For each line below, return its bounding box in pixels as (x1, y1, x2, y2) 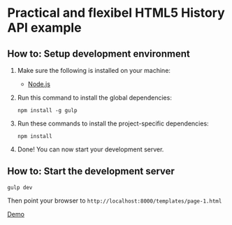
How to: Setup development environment (7, 48, 190, 60)
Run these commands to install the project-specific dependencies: (17, 119, 209, 128)
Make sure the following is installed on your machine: (17, 67, 171, 74)
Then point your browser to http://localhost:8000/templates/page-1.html (7, 196, 222, 205)
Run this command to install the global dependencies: (17, 93, 173, 102)
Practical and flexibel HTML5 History (7, 5, 225, 21)
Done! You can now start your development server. (17, 145, 164, 154)
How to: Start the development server (7, 165, 175, 177)
